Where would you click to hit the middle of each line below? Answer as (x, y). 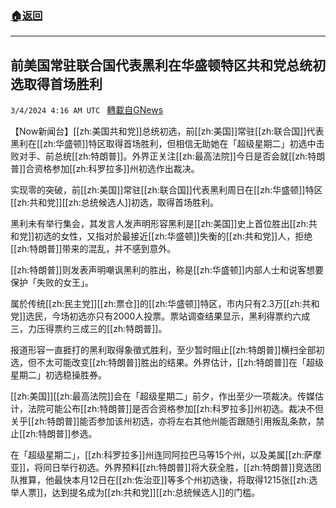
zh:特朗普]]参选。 (61, 434)
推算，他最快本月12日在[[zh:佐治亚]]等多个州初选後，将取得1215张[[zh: (164, 480)
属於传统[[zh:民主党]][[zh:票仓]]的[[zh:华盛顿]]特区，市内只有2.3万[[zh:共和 (165, 304)
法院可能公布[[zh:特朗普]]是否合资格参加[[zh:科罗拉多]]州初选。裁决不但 (175, 409)
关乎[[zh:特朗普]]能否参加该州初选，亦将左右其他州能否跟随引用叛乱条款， (163, 421)
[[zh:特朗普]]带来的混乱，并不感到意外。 (93, 249)
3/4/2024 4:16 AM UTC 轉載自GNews (87, 110)
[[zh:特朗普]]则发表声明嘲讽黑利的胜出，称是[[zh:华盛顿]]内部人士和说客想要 (167, 270)
